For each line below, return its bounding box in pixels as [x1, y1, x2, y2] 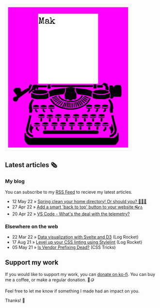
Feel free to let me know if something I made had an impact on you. [5, 288, 140, 294]
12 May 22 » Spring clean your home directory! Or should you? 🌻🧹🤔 [12, 198, 147, 204]
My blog [5, 178, 25, 185]
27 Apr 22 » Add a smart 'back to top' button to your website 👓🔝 [12, 204, 143, 210]
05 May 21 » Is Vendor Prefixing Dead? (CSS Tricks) [12, 244, 116, 250]
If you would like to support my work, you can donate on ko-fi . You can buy [5, 271, 156, 277]
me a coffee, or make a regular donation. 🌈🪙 [5, 276, 95, 283]
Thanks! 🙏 [5, 297, 25, 303]
